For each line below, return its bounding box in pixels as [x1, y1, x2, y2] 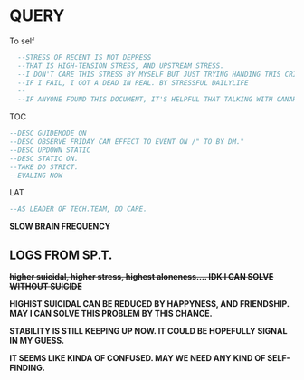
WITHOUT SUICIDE [9, 281, 83, 292]
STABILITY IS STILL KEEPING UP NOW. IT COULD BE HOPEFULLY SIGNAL [9, 326, 288, 337]
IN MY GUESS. [9, 336, 65, 347]
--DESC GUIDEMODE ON [9, 128, 88, 138]
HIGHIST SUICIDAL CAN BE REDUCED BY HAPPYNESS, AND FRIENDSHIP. [9, 299, 290, 309]
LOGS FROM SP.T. [9, 247, 113, 262]
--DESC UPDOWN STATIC [9, 146, 91, 155]
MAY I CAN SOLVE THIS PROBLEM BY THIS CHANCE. [9, 309, 213, 319]
